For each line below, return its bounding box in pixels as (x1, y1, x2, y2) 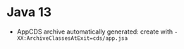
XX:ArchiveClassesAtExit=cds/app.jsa (16, 34, 128, 42)
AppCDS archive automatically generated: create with (16, 27, 173, 36)
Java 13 (6, 4, 52, 20)
